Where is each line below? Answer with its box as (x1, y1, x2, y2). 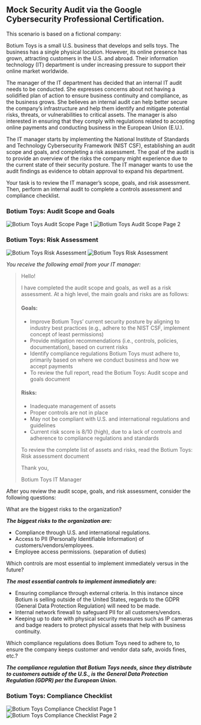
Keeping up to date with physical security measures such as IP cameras (14, 615, 193, 622)
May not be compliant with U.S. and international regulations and (29, 415, 190, 422)
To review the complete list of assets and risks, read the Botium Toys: (20, 446, 193, 453)
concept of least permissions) (29, 330, 104, 338)
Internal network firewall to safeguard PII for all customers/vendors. (14, 608, 182, 615)
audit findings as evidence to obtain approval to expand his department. (6, 167, 184, 174)
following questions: (6, 493, 56, 501)
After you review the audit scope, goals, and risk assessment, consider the (6, 487, 191, 495)
